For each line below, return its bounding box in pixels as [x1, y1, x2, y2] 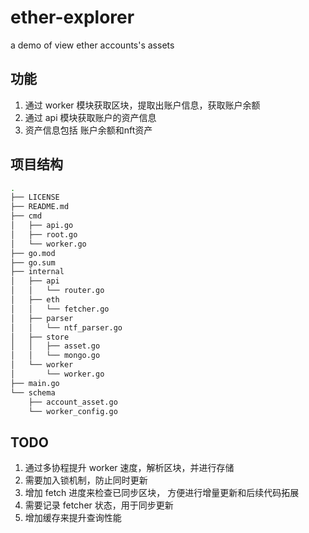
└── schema [10, 387, 56, 398]
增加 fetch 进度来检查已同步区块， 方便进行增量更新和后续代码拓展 [24, 487, 300, 499]
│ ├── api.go [10, 221, 74, 231]
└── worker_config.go [28, 406, 118, 416]
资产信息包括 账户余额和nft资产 [24, 124, 153, 136]
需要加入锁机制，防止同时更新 [24, 474, 148, 486]
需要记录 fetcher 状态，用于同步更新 [24, 499, 174, 511]
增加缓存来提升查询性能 [24, 512, 122, 524]
